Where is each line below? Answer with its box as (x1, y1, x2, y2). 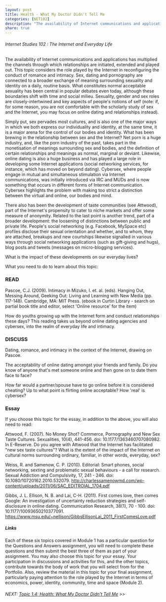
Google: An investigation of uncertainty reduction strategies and (5, 498, 136, 504)
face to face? (5, 372, 32, 378)
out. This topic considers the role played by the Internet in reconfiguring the (5, 67, 160, 73)
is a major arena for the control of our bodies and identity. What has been (5, 130, 155, 135)
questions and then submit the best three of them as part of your (5, 548, 137, 554)
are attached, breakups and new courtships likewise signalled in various (5, 234, 152, 240)
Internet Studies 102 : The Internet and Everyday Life (5, 41, 113, 47)
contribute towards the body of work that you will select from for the (5, 564, 144, 570)
